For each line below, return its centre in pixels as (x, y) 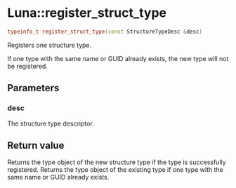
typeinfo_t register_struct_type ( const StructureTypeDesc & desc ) (105, 32)
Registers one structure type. (50, 45)
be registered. (27, 66)
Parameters (33, 88)
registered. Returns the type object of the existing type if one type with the (115, 170)
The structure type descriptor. (51, 123)
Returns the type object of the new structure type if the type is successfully (117, 162)
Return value (36, 145)
